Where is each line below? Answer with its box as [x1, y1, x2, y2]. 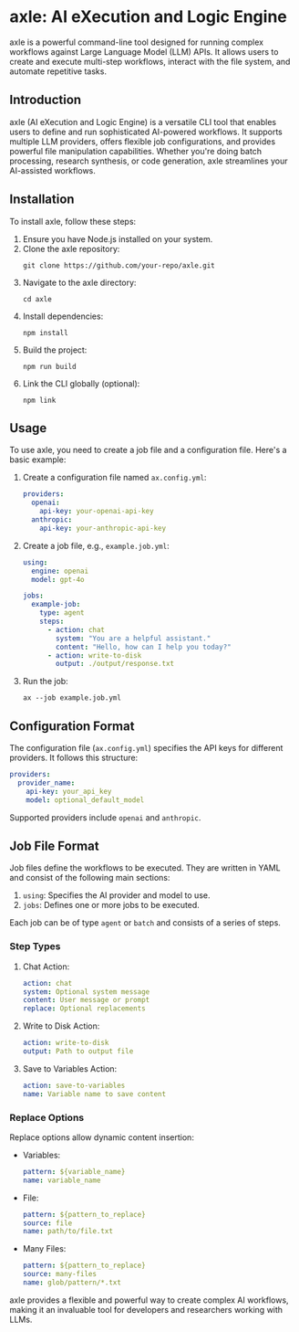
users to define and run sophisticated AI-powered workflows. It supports [9, 126, 283, 137]
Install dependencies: [22, 311, 104, 322]
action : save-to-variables [22, 1081, 126, 1090]
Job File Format [9, 838, 99, 853]
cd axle [22, 294, 52, 303]
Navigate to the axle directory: [22, 277, 137, 288]
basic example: [9, 454, 67, 465]
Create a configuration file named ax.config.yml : [22, 472, 207, 483]
